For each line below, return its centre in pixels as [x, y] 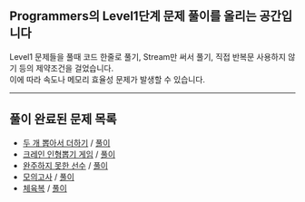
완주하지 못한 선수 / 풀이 [65, 165]
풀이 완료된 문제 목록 [63, 119]
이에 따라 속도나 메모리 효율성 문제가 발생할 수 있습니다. [108, 79]
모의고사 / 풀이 [49, 177]
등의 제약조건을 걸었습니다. [66, 68]
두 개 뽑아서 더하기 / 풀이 [66, 142]
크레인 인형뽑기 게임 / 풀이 [69, 154]
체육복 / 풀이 [45, 188]
